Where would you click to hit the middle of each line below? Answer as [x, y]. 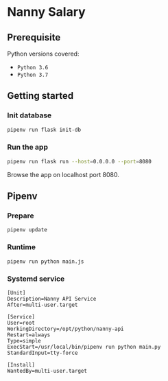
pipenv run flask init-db [44, 130]
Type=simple [24, 341]
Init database [29, 115]
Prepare [21, 216]
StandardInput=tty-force [43, 353]
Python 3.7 [33, 75]
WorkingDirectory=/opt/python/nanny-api [66, 329]
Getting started [40, 96]
